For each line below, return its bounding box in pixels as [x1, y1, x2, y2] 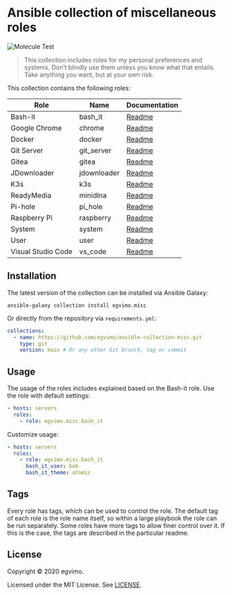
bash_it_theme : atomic [25, 469, 91, 476]
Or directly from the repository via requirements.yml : [7, 314, 157, 322]
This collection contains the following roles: [7, 84, 131, 92]
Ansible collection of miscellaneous [7, 5, 216, 21]
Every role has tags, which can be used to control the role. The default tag [7, 507, 219, 515]
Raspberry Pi [10, 213, 53, 223]
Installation [7, 270, 57, 282]
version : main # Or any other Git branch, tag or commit [19, 347, 187, 354]
